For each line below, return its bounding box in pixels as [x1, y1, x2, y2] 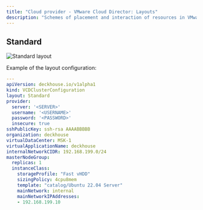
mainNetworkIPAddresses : [17, 193, 80, 199]
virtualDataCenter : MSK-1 [6, 137, 71, 143]
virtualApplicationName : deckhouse [6, 143, 96, 149]
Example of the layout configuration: [6, 64, 97, 72]
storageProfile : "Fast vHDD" [17, 171, 91, 178]
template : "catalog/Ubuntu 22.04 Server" [17, 182, 123, 188]
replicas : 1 [11, 160, 42, 166]
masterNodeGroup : [6, 154, 50, 160]
